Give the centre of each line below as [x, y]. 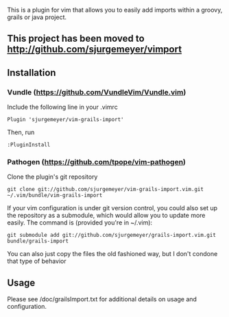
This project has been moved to [76, 39]
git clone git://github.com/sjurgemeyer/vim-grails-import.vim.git [106, 190]
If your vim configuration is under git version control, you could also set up [112, 208]
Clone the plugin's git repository [52, 177]
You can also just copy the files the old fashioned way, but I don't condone [112, 254]
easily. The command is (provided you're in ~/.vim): [80, 223]
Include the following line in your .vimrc [62, 107]
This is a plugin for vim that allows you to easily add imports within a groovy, [115, 10]
